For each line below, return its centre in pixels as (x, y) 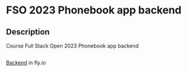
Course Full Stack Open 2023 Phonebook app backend (72, 46)
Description (28, 32)
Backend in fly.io (26, 63)
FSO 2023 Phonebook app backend (94, 10)
